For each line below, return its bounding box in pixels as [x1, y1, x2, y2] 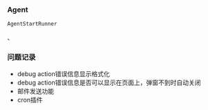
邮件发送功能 [17, 86, 54, 95]
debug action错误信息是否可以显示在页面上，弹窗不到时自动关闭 [17, 78, 201, 86]
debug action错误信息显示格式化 [17, 69, 110, 77]
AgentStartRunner [7, 21, 58, 28]
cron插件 [17, 95, 43, 104]
